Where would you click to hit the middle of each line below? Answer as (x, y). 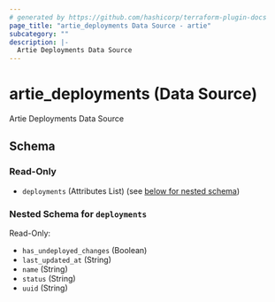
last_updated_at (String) (67, 260)
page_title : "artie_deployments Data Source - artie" (111, 26)
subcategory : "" (39, 34)
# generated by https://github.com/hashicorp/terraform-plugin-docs (138, 17)
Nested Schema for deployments (78, 213)
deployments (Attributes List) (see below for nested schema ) (131, 190)
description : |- (39, 42)
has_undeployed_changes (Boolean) (84, 251)
